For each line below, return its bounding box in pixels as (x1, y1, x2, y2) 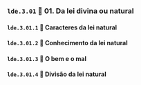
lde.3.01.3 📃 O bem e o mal (7, 54, 87, 62)
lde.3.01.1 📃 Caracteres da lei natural (7, 23, 117, 32)
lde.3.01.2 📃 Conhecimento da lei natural (7, 39, 128, 47)
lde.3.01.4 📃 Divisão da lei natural (7, 70, 107, 78)
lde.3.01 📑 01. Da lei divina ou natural (7, 6, 134, 16)
